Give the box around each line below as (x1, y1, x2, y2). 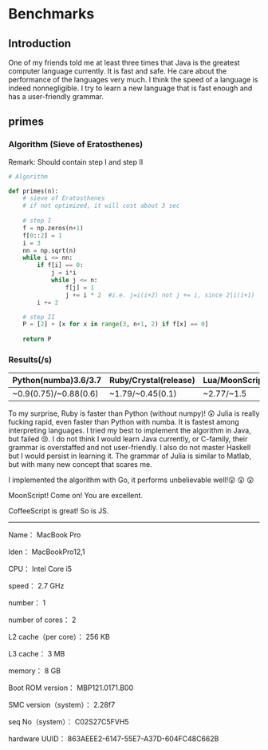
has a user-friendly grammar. (8, 92, 104, 101)
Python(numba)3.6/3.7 (12, 375, 102, 386)
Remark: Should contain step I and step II (8, 157, 144, 166)
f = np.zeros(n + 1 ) (22, 224, 84, 232)
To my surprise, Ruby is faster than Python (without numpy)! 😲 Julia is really (8, 409, 260, 418)
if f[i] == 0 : (37, 261, 84, 269)
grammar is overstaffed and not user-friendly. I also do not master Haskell (8, 443, 251, 453)
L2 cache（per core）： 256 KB (8, 632, 110, 642)
